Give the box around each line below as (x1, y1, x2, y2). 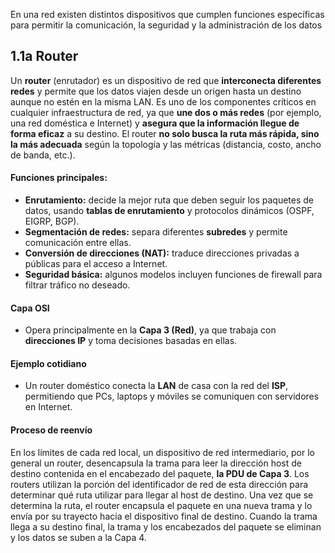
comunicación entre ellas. (24, 237, 132, 249)
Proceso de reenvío (10, 424, 93, 436)
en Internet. (24, 401, 73, 413)
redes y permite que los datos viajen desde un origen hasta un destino (10, 85, 302, 97)
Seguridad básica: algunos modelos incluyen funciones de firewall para (24, 269, 323, 281)
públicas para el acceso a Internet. (24, 258, 168, 270)
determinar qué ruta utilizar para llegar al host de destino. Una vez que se (10, 489, 314, 501)
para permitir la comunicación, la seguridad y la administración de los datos (10, 19, 323, 31)
